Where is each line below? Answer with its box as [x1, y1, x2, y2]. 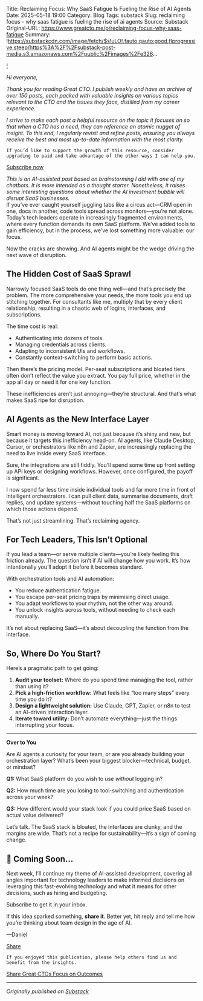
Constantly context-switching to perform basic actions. [14, 353, 153, 361]
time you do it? [14, 695, 53, 703]
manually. [14, 612, 39, 620]
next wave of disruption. [6, 252, 67, 258]
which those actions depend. [6, 505, 79, 512]
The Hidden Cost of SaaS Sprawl [6, 269, 131, 280]
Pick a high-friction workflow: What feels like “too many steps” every [14, 689, 190, 697]
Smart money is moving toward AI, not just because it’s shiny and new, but [6, 430, 192, 437]
